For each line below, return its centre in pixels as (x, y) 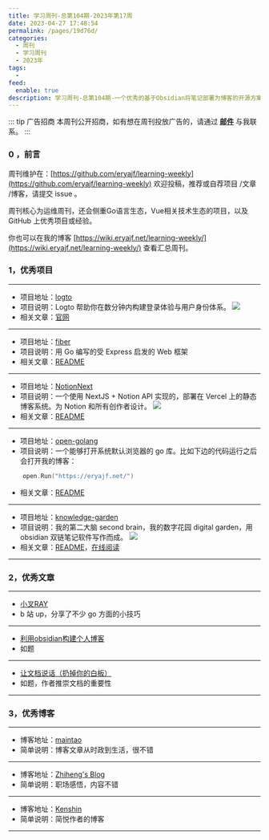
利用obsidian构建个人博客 (62, 639)
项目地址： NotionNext (56, 386)
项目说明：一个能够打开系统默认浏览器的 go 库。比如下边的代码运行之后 (139, 451)
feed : (17, 83)
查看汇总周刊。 (168, 248)
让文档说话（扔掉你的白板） (66, 673)
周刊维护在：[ (31, 173)
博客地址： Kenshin (51, 809)
